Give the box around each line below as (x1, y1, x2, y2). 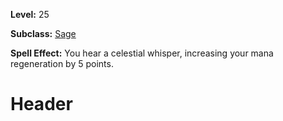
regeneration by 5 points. (10, 58, 114, 69)
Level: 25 (10, 9, 50, 20)
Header (10, 93, 73, 116)
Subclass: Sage (10, 28, 77, 39)
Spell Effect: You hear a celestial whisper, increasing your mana (10, 47, 274, 59)
